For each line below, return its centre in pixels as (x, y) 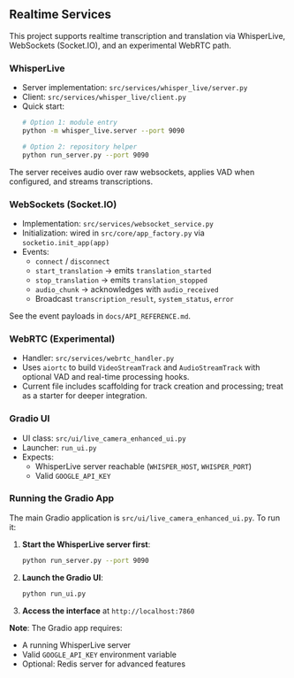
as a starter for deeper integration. (84, 396)
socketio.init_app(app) (66, 243)
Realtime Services (60, 15)
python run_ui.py (54, 593)
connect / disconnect (72, 261)
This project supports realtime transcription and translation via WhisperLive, (147, 35)
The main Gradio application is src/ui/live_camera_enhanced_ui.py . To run (145, 518)
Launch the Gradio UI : (62, 577)
